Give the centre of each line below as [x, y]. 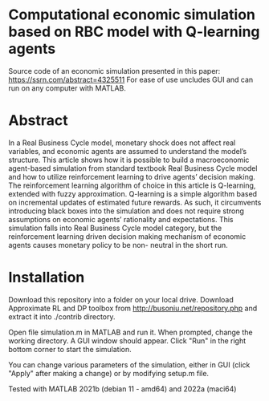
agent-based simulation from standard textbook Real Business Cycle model [133, 168]
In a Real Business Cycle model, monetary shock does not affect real [122, 143]
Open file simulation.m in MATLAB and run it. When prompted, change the [130, 332]
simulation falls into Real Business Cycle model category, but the [115, 228]
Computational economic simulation [132, 15]
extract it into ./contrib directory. [62, 316]
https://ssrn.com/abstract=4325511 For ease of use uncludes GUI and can [131, 79]
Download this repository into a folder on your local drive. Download [121, 299]
